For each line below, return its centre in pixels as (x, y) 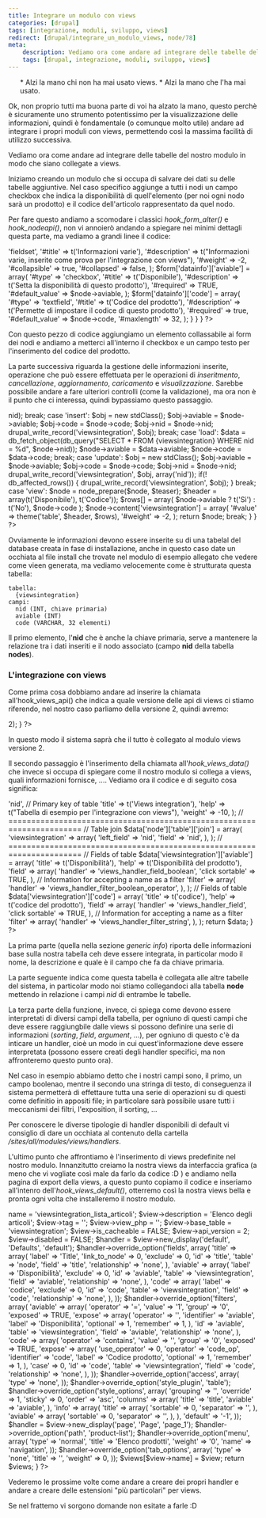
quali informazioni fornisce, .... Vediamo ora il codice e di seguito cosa (123, 780)
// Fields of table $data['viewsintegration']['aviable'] (168, 854)
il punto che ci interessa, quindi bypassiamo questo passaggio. (111, 400)
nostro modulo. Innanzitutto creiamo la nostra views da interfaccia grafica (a (133, 1166)
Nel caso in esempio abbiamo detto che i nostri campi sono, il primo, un (125, 1076)
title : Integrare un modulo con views (72, 15)
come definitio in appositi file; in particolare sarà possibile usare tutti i (122, 1101)
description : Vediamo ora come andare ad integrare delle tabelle (134, 52)
